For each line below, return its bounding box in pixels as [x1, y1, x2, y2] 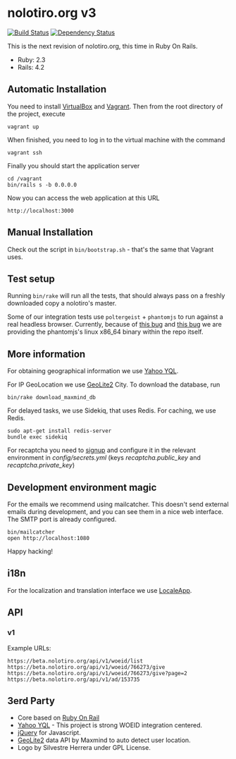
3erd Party [7, 695, 55, 707]
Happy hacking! [7, 547, 54, 556]
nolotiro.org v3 [7, 5, 97, 21]
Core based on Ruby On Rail [17, 713, 100, 722]
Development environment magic [7, 481, 157, 494]
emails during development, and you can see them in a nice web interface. [7, 508, 224, 515]
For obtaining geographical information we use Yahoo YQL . [7, 367, 179, 375]
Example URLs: [7, 644, 51, 652]
